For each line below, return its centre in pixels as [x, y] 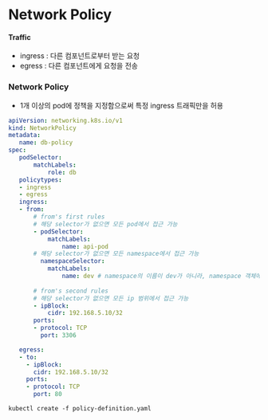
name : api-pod [85, 246]
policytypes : [40, 180]
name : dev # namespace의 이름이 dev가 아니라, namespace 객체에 [162, 277]
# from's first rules [69, 217]
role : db [62, 172]
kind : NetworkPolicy [43, 128]
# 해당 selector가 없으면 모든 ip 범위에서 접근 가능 [111, 298]
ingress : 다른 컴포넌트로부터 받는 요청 [80, 56]
